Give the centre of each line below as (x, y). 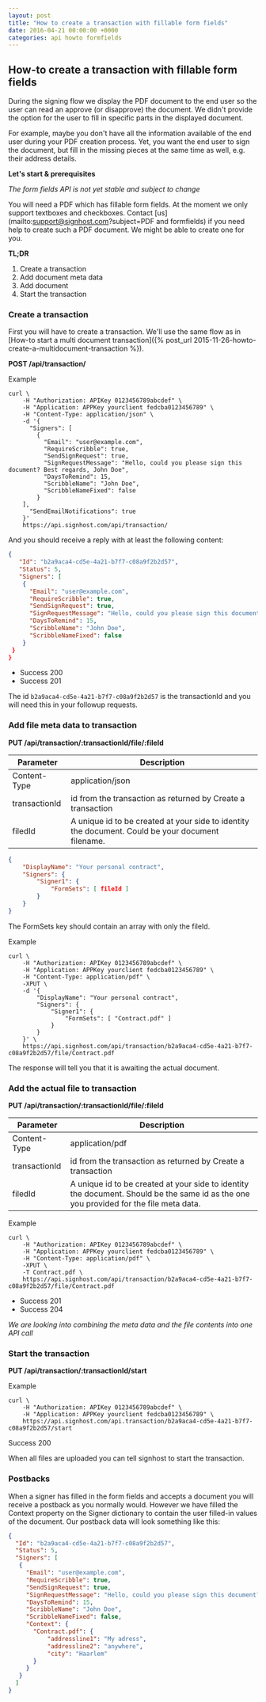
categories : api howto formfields (65, 38)
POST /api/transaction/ (47, 364)
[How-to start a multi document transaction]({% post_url (100, 340)
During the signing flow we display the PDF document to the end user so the (133, 101)
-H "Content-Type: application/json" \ (88, 415)
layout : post (30, 15)
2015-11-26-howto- (225, 340)
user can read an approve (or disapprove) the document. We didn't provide (131, 110)
